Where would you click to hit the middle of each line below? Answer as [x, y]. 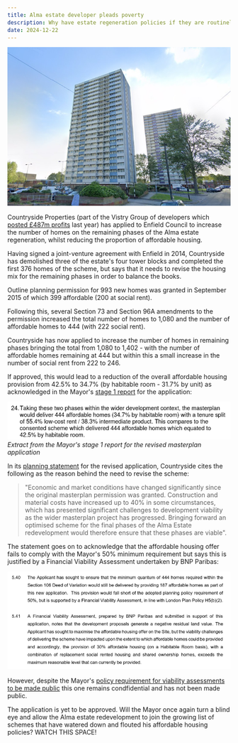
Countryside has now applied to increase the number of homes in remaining [118, 341]
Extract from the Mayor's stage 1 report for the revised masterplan [104, 444]
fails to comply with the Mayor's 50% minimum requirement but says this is [117, 554]
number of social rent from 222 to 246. [64, 363]
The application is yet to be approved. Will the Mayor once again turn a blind [119, 710]
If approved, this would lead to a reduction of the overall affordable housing [117, 377]
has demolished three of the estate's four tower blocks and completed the [115, 261]
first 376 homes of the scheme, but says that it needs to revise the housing [117, 269]
